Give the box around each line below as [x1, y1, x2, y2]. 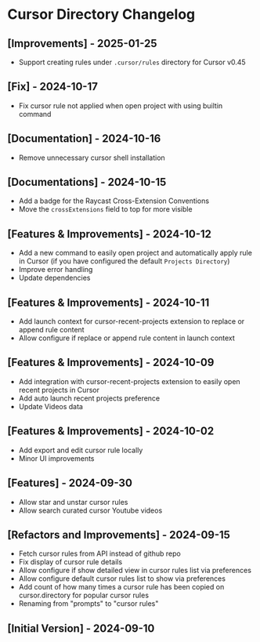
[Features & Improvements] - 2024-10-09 [7, 356, 215, 369]
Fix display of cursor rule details [18, 557, 123, 567]
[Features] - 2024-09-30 [7, 477, 132, 490]
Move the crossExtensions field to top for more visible [18, 205, 193, 214]
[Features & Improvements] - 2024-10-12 [7, 227, 212, 241]
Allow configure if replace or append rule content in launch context [18, 333, 236, 343]
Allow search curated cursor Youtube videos [18, 506, 163, 515]
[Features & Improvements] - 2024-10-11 [7, 296, 210, 309]
